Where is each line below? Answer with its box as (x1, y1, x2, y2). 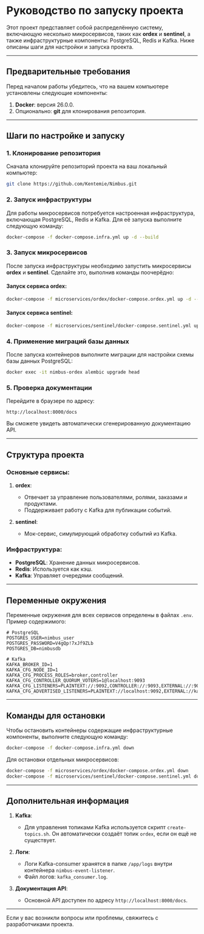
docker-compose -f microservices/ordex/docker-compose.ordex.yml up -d (6, 296, 191, 302)
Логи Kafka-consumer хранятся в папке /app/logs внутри (24, 860, 173, 868)
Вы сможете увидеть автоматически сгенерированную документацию (6, 420, 191, 427)
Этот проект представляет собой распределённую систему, (6, 24, 163, 31)
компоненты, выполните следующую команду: (6, 733, 129, 741)
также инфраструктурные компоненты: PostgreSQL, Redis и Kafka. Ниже (6, 37, 195, 44)
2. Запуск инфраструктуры (6, 195, 92, 204)
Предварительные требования (6, 66, 131, 77)
